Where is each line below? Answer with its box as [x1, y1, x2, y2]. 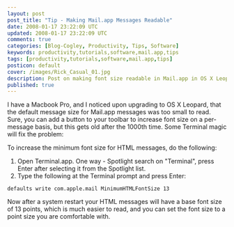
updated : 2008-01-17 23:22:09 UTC [7, 29, 108, 37]
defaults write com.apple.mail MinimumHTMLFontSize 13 [7, 185, 170, 192]
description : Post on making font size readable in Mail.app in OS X [7, 75, 214, 82]
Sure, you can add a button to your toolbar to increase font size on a [7, 116, 203, 124]
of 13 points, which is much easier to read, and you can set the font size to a [7, 205, 226, 213]
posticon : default [7, 62, 61, 69]
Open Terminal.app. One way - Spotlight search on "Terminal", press [17, 157, 214, 166]
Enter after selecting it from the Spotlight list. [17, 164, 146, 173]
